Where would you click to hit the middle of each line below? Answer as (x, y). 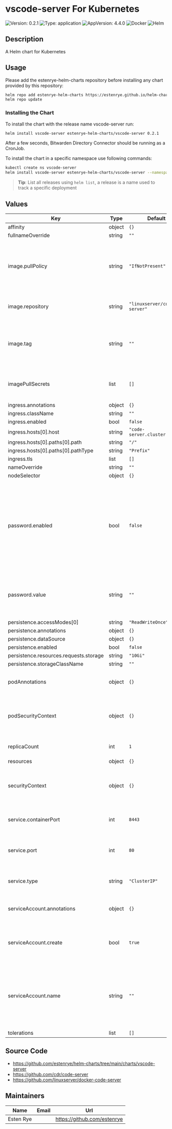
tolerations (21, 1033)
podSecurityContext (32, 716)
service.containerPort (34, 819)
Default (156, 218)
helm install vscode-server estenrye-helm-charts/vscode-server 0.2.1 (82, 133)
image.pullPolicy (28, 266)
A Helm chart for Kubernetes (36, 51)
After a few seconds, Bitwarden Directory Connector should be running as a (85, 143)
